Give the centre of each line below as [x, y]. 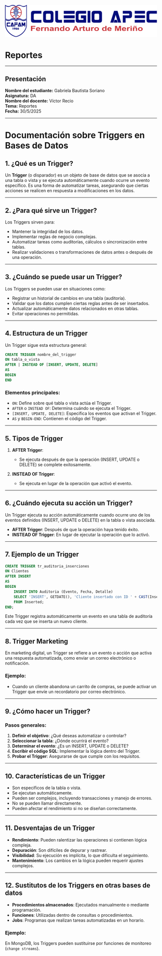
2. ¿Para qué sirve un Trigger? [51, 210]
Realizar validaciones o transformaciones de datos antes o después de [82, 252]
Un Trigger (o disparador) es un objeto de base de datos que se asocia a [78, 175]
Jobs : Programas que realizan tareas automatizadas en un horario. [78, 920]
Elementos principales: [33, 392]
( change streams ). [22, 948]
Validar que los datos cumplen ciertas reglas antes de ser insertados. [81, 303]
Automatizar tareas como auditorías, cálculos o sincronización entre [80, 242]
